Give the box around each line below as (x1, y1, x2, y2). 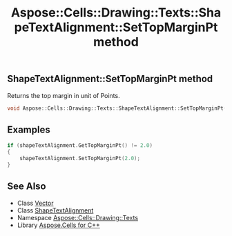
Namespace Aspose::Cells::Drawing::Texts (17, 213, 139, 222)
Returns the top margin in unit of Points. (7, 91, 120, 99)
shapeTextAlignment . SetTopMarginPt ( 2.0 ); (19, 155, 140, 162)
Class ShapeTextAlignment (17, 206, 94, 215)
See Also (7, 181, 46, 193)
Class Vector (17, 199, 54, 207)
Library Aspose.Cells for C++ (17, 221, 100, 229)
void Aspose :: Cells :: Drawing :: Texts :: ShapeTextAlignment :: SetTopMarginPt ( (7, 105, 227, 112)
